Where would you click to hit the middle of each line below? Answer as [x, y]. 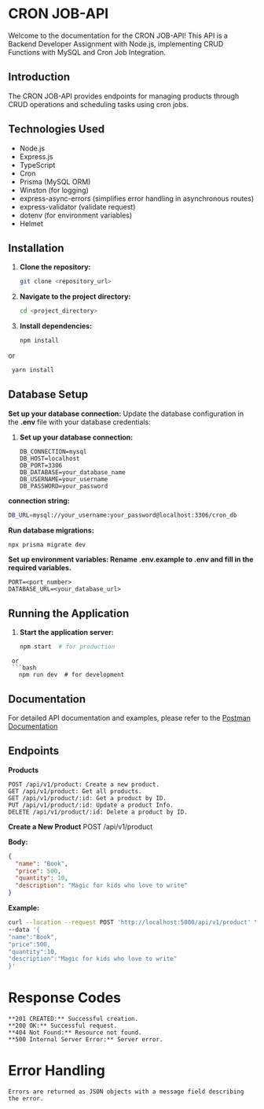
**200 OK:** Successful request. [63, 1026]
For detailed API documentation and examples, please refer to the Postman [130, 718]
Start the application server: [66, 632]
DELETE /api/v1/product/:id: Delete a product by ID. [98, 812]
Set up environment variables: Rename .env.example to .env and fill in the [131, 559]
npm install [39, 341]
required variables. [40, 568]
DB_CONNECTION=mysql [53, 451]
